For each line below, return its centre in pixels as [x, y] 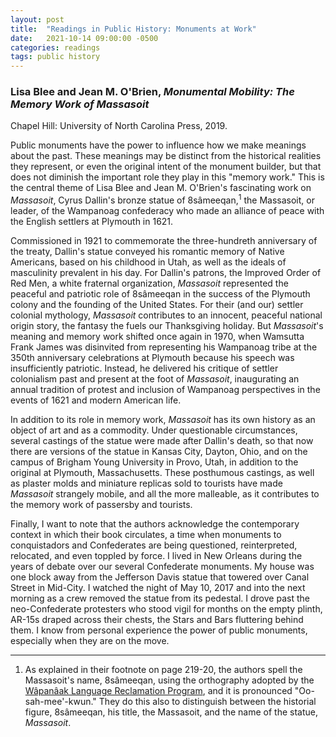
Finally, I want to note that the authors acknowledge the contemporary [155, 524]
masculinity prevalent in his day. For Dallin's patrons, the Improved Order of [166, 273]
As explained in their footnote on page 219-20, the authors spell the [163, 670]
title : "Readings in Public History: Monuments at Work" [133, 29]
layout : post [37, 19]
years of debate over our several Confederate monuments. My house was [162, 567]
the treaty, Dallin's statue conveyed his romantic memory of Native [147, 252]
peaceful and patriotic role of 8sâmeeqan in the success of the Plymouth [160, 294]
